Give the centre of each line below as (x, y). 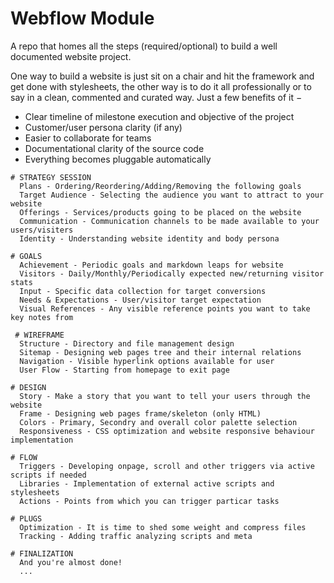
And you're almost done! (71, 562)
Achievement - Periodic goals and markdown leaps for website (151, 265)
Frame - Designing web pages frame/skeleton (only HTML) (140, 413)
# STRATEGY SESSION (51, 177)
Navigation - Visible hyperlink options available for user (147, 361)
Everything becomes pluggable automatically (118, 159)
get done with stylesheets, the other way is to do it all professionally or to (161, 86)
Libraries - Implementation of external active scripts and (147, 483)
